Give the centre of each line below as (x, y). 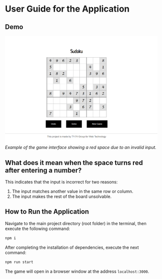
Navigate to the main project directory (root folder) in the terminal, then (76, 223)
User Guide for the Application (67, 9)
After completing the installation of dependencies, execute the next (72, 247)
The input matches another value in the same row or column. (73, 191)
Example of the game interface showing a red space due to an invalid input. (81, 148)
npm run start (19, 262)
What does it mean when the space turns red (74, 163)
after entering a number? (43, 170)
